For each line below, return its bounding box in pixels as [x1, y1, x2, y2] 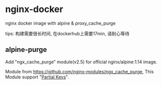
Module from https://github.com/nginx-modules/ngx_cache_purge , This [5, 68, 154, 74]
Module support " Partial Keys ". [5, 74, 69, 80]
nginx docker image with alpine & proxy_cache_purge [5, 20, 116, 26]
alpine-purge [5, 45, 47, 54]
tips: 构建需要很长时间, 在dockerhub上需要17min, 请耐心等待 [5, 30, 130, 36]
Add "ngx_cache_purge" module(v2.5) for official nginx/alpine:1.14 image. [5, 59, 157, 65]
